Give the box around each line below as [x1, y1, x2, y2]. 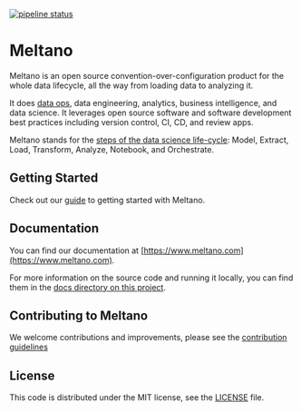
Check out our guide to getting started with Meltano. [9, 194, 206, 205]
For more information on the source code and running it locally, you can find [9, 272, 294, 283]
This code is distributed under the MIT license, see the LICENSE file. [9, 392, 265, 403]
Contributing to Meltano [9, 308, 148, 323]
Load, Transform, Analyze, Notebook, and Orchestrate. [9, 143, 215, 154]
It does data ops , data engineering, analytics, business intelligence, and [9, 97, 277, 108]
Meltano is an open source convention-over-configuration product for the [9, 70, 285, 81]
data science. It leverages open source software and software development [9, 107, 292, 118]
